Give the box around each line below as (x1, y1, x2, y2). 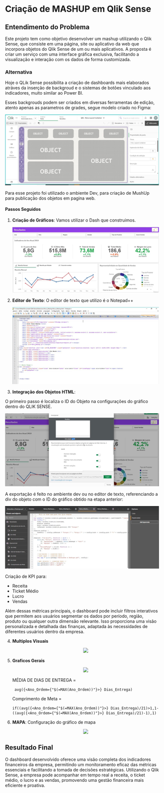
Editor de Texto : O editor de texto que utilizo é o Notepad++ (12, 298, 134, 304)
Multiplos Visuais (12, 638, 49, 644)
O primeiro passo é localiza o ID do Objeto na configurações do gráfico (5, 399, 148, 405)
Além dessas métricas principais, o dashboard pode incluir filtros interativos (5, 608, 158, 613)
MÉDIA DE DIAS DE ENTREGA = (12, 677, 77, 683)
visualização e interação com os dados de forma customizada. (5, 57, 131, 62)
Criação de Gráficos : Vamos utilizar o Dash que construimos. (12, 217, 136, 223)
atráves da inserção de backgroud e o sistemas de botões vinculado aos (5, 85, 151, 91)
